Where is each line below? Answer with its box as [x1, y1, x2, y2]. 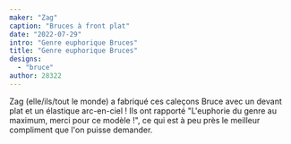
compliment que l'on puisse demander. [9, 124, 153, 135]
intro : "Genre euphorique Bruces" [9, 38, 139, 47]
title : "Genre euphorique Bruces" [9, 47, 139, 55]
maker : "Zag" [9, 13, 58, 22]
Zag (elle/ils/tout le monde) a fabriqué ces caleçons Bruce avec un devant [9, 96, 282, 106]
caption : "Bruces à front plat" [9, 21, 130, 30]
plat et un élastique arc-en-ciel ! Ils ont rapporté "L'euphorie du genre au [9, 105, 278, 116]
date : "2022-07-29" [9, 30, 82, 38]
